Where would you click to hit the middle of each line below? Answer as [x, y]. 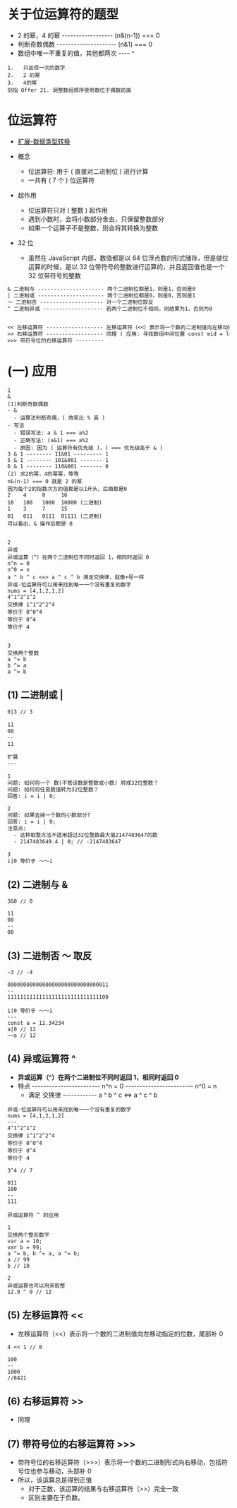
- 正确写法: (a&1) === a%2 [51, 440]
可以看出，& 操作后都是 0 [40, 523]
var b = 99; [25, 1247]
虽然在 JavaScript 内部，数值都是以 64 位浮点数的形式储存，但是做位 [128, 258]
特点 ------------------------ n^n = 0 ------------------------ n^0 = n [117, 1086]
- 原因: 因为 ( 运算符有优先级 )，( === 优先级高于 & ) [89, 448]
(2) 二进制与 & [38, 885]
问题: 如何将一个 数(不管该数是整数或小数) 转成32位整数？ [83, 783]
